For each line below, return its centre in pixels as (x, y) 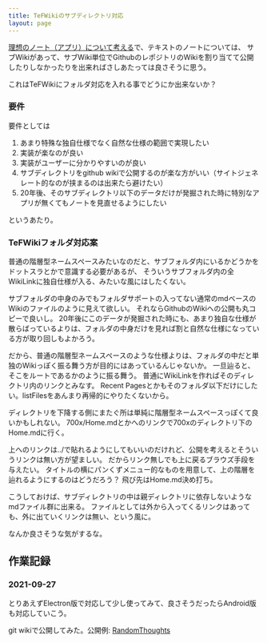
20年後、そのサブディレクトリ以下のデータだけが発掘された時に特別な (136, 192)
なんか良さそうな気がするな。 (57, 534)
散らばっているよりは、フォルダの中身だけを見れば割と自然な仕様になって (131, 328)
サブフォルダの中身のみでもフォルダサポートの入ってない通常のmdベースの (132, 299)
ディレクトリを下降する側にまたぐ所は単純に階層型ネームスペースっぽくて (130, 412)
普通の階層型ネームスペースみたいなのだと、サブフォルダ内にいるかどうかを (134, 262)
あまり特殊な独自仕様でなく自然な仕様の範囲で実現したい (114, 143)
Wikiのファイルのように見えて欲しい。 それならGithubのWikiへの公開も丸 (129, 308)
